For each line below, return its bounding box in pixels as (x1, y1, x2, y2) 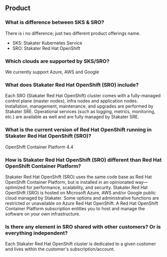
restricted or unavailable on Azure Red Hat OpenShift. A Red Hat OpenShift (5, 200, 159, 206)
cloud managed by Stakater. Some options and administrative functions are (5, 195, 159, 201)
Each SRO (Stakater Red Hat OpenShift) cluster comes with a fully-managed (5, 93, 161, 99)
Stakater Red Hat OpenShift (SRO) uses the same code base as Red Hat (5, 174, 152, 180)
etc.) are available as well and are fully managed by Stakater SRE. (5, 114, 139, 120)
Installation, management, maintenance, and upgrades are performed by (5, 103, 154, 109)
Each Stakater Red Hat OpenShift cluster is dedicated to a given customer (5, 241, 157, 247)
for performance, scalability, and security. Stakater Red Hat (26, 184, 148, 190)
